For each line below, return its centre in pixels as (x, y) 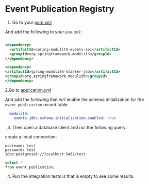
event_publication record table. (37, 104)
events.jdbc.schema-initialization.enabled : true (65, 118)
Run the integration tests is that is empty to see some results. (73, 176)
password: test (20, 150)
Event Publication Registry (60, 9)
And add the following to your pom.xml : (43, 32)
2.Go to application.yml (28, 90)
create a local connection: (31, 136)
